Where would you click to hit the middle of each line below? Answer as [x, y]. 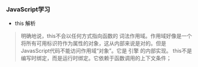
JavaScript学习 [28, 9]
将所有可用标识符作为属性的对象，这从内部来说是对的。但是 [93, 43]
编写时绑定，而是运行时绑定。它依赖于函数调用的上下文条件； [96, 58]
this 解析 [25, 23]
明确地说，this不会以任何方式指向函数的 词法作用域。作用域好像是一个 [106, 36]
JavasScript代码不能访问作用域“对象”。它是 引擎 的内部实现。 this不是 [106, 51]
